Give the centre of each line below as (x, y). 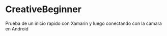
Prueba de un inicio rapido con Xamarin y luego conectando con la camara (83, 23)
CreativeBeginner (43, 9)
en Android (17, 28)
